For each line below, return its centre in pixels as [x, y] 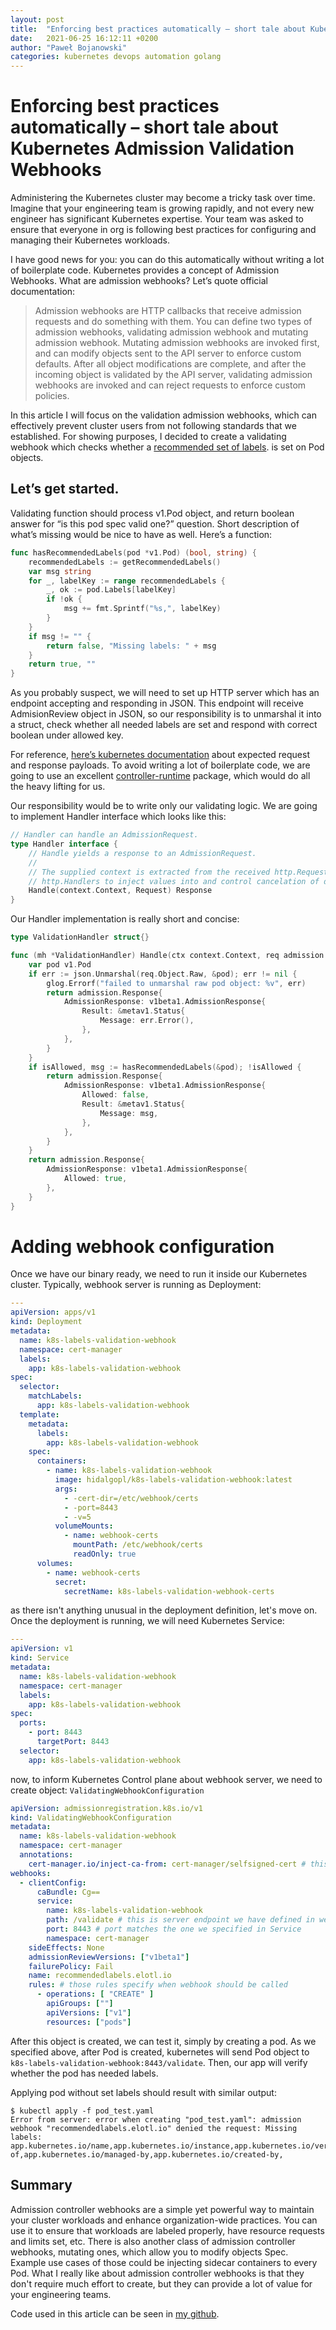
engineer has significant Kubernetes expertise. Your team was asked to [157, 219]
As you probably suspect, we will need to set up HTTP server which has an [165, 693]
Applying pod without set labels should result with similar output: [143, 2092]
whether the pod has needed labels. [84, 2073]
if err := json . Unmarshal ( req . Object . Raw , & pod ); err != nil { [163, 974]
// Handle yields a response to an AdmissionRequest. [142, 853]
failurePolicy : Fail [71, 1966]
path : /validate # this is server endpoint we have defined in [180, 1920]
